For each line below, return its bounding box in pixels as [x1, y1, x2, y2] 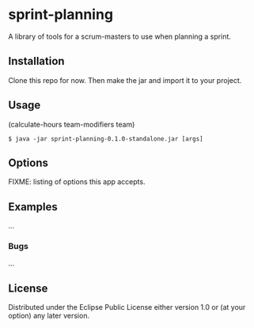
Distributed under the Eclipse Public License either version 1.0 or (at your [8, 303, 246, 312]
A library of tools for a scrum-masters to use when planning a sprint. [8, 32, 232, 41]
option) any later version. [8, 311, 89, 321]
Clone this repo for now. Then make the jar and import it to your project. [8, 75, 242, 85]
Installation [8, 55, 65, 68]
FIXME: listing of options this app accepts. [8, 177, 146, 187]
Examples [8, 200, 58, 213]
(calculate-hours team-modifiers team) [8, 119, 135, 129]
